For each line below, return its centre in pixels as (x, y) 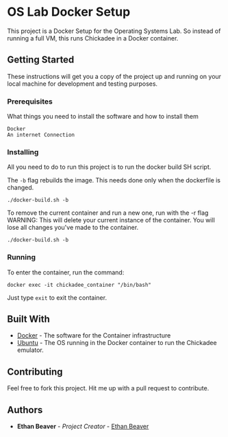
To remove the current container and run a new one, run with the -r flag (108, 213)
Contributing (35, 371)
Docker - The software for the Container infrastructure (94, 335)
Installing (23, 152)
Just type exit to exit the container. (57, 297)
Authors (25, 410)
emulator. (30, 350)
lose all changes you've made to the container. (73, 228)
